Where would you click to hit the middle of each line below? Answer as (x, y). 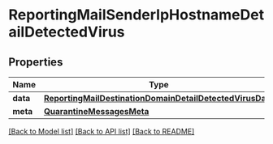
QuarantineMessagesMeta (96, 111)
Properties (36, 62)
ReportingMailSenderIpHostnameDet (136, 15)
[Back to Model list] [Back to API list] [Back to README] (102, 131)
